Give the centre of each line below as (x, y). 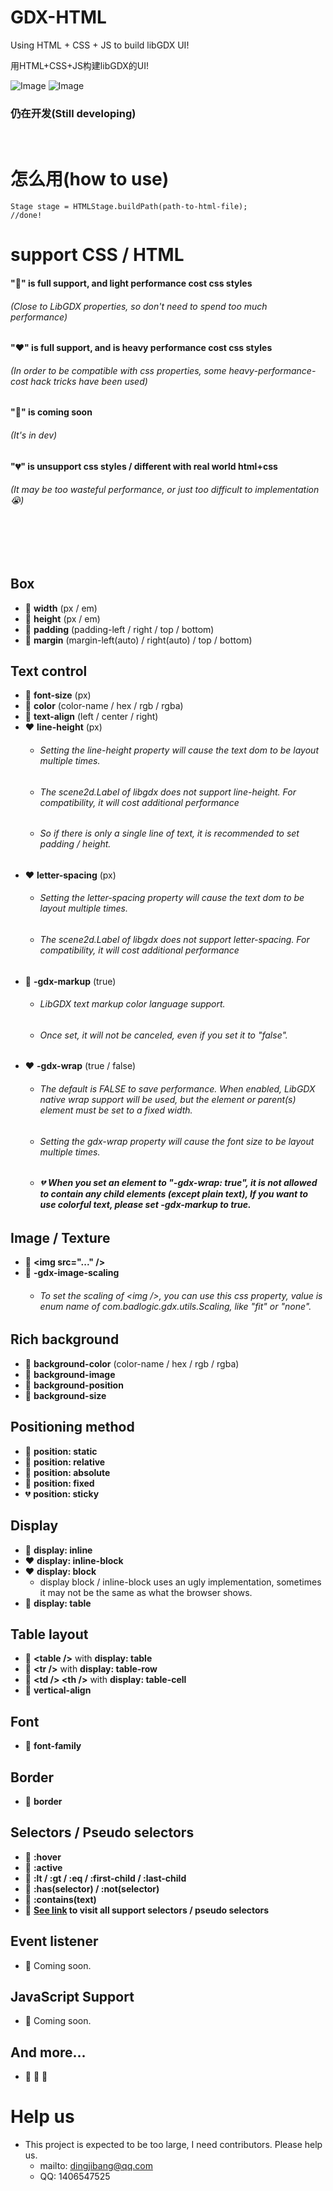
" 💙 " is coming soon (51, 412)
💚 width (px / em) (61, 608)
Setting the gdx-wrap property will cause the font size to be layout (177, 1141)
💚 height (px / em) (62, 618)
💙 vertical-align (58, 1690)
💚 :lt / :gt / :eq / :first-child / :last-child (105, 1878)
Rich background (65, 1339)
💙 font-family (53, 1746)
